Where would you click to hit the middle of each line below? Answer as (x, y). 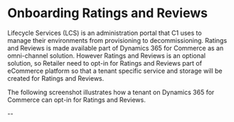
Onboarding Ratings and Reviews (108, 13)
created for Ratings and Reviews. (56, 78)
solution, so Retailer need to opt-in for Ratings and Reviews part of (105, 63)
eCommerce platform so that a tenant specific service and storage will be (115, 71)
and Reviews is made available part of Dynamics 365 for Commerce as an (116, 48)
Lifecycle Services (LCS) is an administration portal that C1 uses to (105, 33)
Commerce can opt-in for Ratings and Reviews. (76, 100)
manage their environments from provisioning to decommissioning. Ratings (117, 40)
